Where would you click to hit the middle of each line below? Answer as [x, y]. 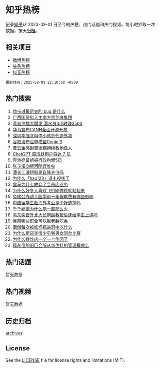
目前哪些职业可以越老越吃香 [40, 221]
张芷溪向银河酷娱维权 [34, 166]
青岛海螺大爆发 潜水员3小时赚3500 [47, 123]
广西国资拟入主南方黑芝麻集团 [42, 117]
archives [14, 333]
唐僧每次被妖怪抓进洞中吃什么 [42, 227]
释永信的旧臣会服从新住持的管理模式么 [51, 245]
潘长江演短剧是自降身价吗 [38, 172]
